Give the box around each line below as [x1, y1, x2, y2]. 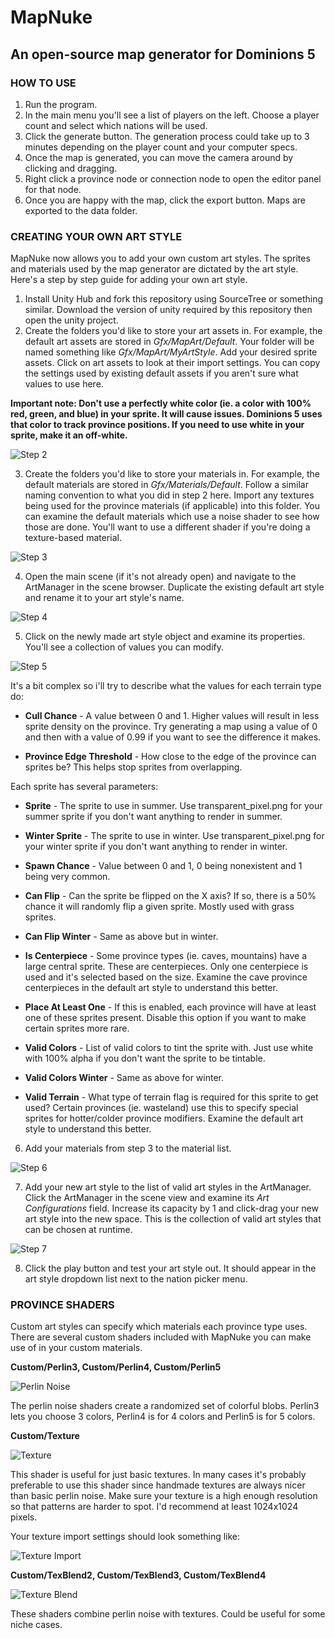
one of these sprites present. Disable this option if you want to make [24, 1012, 307, 1024]
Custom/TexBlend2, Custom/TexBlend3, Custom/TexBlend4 [10, 1569, 267, 1581]
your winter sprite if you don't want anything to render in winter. [24, 841, 288, 853]
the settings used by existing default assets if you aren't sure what [24, 367, 299, 380]
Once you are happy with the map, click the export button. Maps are [24, 194, 306, 206]
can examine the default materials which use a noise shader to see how [24, 511, 320, 523]
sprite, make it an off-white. [10, 429, 128, 441]
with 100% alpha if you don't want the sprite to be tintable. [24, 1052, 266, 1065]
